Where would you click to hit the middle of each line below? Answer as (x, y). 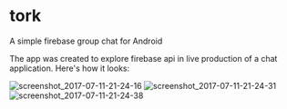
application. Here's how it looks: (70, 68)
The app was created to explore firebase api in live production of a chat (143, 58)
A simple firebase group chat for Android (86, 41)
